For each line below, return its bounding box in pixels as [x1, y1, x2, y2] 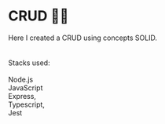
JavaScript [8, 82, 43, 93]
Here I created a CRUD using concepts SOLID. [8, 33, 158, 42]
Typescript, [8, 100, 46, 109]
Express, [8, 91, 37, 100]
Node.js [8, 75, 34, 84]
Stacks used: [8, 58, 50, 67]
